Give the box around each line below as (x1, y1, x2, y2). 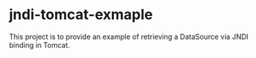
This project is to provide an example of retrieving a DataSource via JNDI (9, 32, 249, 41)
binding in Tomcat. (9, 40, 70, 49)
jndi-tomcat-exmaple (9, 6, 154, 24)
